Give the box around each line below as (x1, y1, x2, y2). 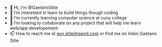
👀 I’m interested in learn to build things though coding (9, 10, 118, 16)
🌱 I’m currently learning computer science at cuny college (9, 15, 127, 20)
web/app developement (9, 25, 58, 31)
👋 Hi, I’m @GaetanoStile (9, 5, 58, 10)
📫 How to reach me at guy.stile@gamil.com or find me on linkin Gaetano (9, 31, 157, 36)
